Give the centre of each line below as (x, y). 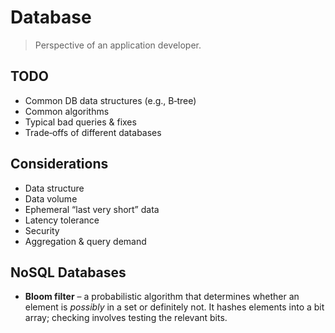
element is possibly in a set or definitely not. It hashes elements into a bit (174, 307)
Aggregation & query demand (85, 241)
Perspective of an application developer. (118, 45)
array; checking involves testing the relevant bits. (126, 318)
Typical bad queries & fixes (80, 122)
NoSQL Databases (68, 272)
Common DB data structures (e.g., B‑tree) (110, 100)
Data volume (51, 198)
